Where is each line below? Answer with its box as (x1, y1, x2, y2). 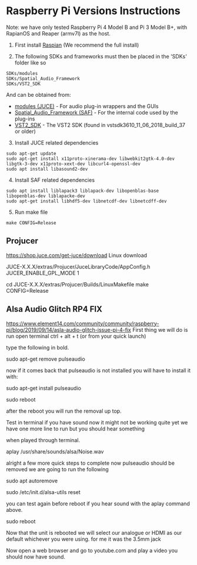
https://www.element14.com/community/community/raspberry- (6, 320, 160, 327)
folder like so (14, 59, 46, 66)
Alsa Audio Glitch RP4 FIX (6, 304, 103, 314)
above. (6, 506, 23, 513)
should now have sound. (6, 553, 66, 560)
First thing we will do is (132, 326, 188, 333)
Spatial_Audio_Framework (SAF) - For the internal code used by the (14, 109, 178, 116)
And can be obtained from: (6, 91, 72, 98)
